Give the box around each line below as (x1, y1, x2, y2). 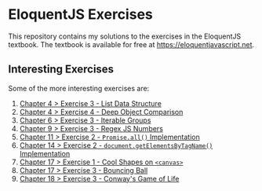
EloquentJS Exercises (8, 6, 153, 24)
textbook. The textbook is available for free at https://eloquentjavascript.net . (8, 39, 255, 49)
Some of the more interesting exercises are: (8, 83, 150, 93)
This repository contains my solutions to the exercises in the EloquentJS (8, 31, 242, 41)
